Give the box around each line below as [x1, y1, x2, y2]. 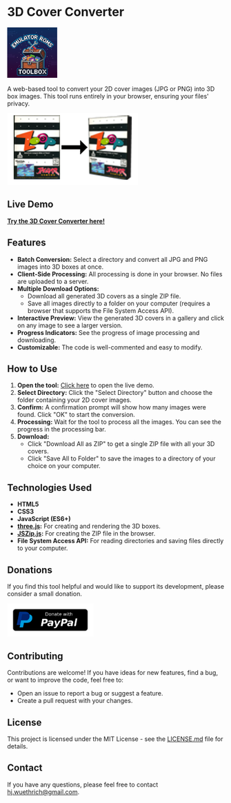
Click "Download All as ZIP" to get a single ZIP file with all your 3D [27, 440, 215, 448]
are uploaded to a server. [17, 277, 89, 285]
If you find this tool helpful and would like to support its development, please [7, 582, 225, 590]
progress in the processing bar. [17, 425, 106, 434]
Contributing [7, 650, 63, 662]
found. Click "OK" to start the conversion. [17, 411, 136, 419]
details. [7, 742, 28, 751]
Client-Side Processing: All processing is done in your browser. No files [17, 270, 223, 278]
